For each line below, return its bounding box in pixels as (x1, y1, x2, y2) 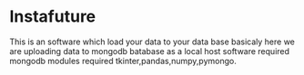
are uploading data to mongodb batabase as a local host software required (9, 45, 289, 56)
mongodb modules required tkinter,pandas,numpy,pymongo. (9, 55, 237, 66)
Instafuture (9, 6, 96, 27)
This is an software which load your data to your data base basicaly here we (9, 36, 296, 47)
